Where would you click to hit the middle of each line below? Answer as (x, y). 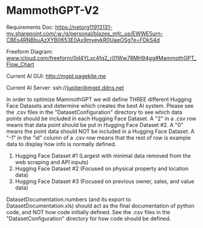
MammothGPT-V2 (53, 11)
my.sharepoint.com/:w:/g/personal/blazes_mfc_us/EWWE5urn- (85, 33)
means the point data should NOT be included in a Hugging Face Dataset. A (100, 131)
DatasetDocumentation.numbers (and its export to (69, 199)
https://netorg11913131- (84, 27)
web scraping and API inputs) (52, 162)
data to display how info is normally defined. (61, 144)
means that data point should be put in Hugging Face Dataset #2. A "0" (95, 125)
